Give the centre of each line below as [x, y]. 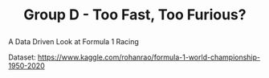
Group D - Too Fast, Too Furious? [135, 15]
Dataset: [22, 57]
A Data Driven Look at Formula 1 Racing [73, 42]
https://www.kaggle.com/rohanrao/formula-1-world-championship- [149, 57]
